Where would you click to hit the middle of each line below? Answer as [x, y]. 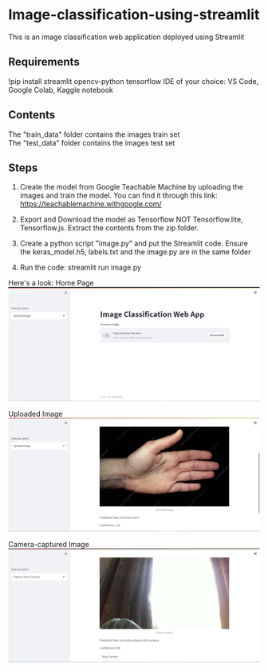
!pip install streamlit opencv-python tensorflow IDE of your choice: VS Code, [134, 81]
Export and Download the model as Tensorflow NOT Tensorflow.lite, [131, 220]
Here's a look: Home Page [51, 283]
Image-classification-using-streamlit [134, 15]
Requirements [44, 62]
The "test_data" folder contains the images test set [92, 142]
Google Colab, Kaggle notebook [61, 90]
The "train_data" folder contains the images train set [94, 134]
